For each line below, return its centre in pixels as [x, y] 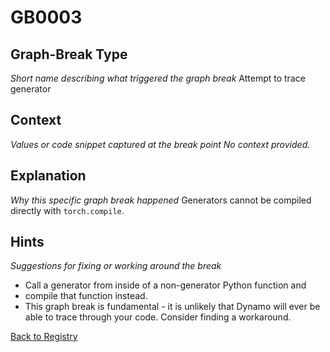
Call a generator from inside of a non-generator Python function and [165, 285]
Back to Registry [44, 337]
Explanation [48, 176]
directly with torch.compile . [67, 210]
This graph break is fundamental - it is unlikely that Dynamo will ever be [172, 307]
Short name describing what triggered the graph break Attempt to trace [158, 78]
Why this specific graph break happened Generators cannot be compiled [161, 200]
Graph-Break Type [69, 54]
